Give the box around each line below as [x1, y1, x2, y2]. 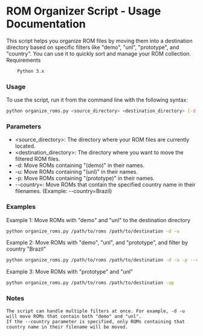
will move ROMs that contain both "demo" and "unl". [6, 313, 142, 319]
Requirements [6, 56, 41, 64]
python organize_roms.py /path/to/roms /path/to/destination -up [6, 280, 174, 286]
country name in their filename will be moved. [6, 324, 129, 330]
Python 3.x [17, 68, 45, 74]
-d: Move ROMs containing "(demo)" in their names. [14, 162, 145, 169]
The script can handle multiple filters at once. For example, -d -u [6, 308, 185, 314]
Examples [6, 203, 36, 211]
